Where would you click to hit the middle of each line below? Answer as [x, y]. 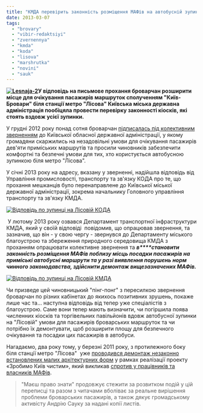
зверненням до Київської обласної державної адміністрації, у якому [95, 135]
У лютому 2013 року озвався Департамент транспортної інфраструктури [102, 222]
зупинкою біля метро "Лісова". [46, 160]
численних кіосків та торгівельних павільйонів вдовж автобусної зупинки [101, 316]
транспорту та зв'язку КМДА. [44, 198]
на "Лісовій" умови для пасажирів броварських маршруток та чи [91, 322]
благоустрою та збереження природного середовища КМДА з [87, 241]
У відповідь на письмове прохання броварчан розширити [115, 91]
